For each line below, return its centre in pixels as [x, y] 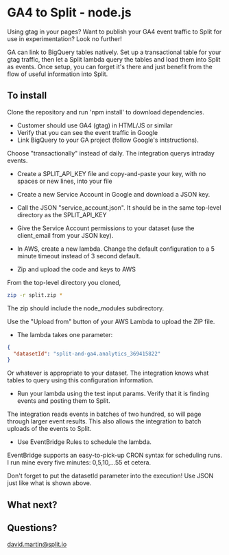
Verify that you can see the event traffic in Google [87, 132]
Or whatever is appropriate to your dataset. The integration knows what [108, 373]
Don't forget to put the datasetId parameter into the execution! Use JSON [110, 476]
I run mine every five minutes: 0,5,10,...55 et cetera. [79, 463]
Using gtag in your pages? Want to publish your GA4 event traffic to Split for [114, 32]
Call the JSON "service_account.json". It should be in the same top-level [119, 208]
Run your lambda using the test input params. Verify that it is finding [113, 394]
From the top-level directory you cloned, [64, 282]
